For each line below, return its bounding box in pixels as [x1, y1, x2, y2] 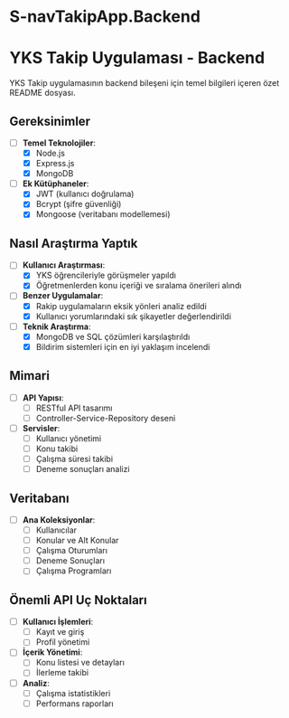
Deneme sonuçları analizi [35, 464, 130, 475]
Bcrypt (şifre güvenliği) [35, 199, 122, 210]
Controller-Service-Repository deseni [35, 412, 176, 423]
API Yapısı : [22, 392, 64, 403]
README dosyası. [9, 88, 77, 99]
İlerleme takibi [35, 667, 89, 678]
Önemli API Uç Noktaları [9, 592, 147, 608]
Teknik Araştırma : [22, 321, 92, 332]
